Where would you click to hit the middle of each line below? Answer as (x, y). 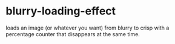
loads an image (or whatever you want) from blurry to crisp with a (87, 28)
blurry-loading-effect (61, 11)
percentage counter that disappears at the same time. (73, 34)
